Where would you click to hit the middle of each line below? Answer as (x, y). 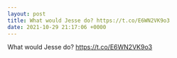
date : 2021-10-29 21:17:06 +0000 (57, 27)
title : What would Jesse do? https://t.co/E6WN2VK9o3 (89, 21)
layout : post (27, 14)
